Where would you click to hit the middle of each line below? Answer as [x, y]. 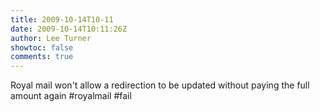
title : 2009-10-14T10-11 [62, 19]
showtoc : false [42, 47]
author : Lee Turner [51, 38]
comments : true [42, 57]
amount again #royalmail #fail [71, 96]
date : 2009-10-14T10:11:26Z [69, 29]
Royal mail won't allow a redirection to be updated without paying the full [160, 85]
